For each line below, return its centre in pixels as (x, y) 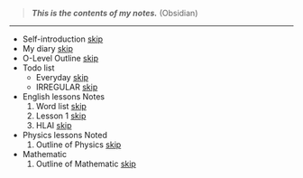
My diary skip (48, 48)
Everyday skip (62, 77)
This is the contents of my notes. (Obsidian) (115, 13)
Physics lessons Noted (65, 135)
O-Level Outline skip (60, 58)
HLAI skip (54, 125)
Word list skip (61, 106)
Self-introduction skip (63, 39)
